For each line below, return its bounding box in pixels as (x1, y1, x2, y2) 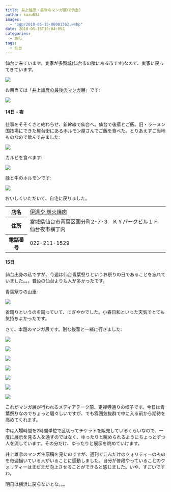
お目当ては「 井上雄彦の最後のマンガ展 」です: (5, 87, 100, 93)
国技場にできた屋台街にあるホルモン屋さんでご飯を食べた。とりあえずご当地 (5, 127, 166, 134)
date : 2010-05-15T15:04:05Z (5, 27, 65, 32)
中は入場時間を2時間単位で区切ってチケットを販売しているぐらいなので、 (5, 428, 159, 434)
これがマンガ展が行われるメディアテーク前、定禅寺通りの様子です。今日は (5, 404, 160, 410)
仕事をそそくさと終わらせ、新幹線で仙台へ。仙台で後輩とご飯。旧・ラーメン (5, 121, 166, 127)
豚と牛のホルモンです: (5, 174, 52, 181)
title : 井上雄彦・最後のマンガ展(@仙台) (5, 7, 81, 13)
